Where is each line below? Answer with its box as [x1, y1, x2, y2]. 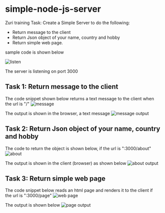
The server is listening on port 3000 [5, 68, 78, 74]
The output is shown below [5, 202, 60, 208]
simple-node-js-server [5, 3, 101, 15]
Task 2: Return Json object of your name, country [5, 124, 161, 133]
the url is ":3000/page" [5, 193, 52, 199]
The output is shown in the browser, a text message [5, 110, 110, 116]
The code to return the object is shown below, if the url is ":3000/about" [5, 145, 152, 151]
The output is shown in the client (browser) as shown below [5, 160, 127, 166]
